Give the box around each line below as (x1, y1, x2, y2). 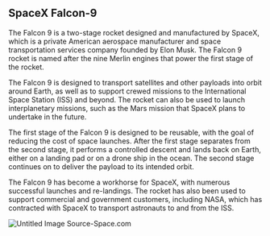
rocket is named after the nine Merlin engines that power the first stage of (8, 53, 254, 63)
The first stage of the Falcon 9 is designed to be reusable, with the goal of (8, 127, 255, 137)
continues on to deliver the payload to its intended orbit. (8, 161, 195, 172)
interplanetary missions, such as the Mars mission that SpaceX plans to (8, 103, 246, 113)
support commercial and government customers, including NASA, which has (8, 194, 263, 204)
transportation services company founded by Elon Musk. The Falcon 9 (8, 44, 243, 55)
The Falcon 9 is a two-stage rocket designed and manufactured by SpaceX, (8, 27, 260, 37)
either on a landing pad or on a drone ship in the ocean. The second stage (8, 153, 255, 163)
